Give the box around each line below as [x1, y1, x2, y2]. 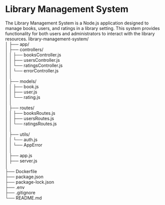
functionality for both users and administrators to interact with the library [5, 30, 155, 36]
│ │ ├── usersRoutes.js [5, 115, 54, 121]
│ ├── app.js [5, 152, 32, 158]
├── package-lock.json [5, 179, 54, 185]
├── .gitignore [5, 190, 36, 196]
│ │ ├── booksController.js [5, 51, 61, 58]
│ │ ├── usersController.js [5, 57, 60, 63]
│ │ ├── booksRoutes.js [5, 110, 55, 116]
